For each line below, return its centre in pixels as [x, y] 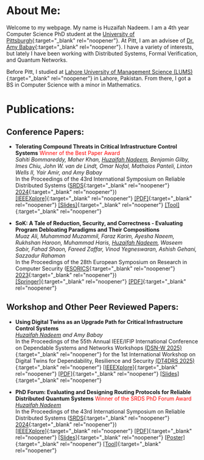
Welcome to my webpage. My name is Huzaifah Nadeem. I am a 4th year [98, 27]
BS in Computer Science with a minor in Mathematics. [74, 84]
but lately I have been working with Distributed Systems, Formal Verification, [102, 53]
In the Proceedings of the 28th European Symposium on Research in [101, 262]
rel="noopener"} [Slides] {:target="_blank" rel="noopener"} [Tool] [97, 204]
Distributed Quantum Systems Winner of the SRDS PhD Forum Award [103, 398]
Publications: [40, 110]
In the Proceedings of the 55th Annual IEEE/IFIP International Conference [107, 341]
